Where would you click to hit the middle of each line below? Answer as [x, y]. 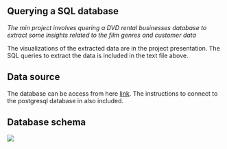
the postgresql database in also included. [65, 100]
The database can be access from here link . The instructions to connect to [112, 93]
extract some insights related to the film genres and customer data [102, 35]
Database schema [47, 122]
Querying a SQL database [63, 11]
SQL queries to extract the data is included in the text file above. [98, 55]
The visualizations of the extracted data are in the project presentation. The [114, 48]
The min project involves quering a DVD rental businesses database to [107, 27]
